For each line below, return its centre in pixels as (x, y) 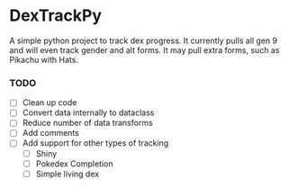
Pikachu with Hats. (44, 59)
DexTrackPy (55, 16)
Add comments (50, 133)
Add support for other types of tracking (95, 143)
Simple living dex (68, 174)
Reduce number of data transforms (87, 123)
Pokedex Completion (75, 164)
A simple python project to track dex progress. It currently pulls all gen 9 (143, 40)
